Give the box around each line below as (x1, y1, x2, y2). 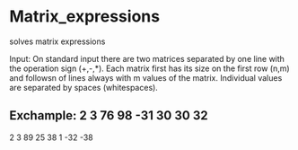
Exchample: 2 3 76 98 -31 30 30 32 (9, 108, 208, 123)
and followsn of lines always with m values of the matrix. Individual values (9, 72, 283, 83)
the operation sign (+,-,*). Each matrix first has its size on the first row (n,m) (9, 63, 290, 74)
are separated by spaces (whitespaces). (9, 82, 159, 93)
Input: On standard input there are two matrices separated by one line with (9, 53, 285, 64)
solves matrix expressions (9, 36, 106, 47)
